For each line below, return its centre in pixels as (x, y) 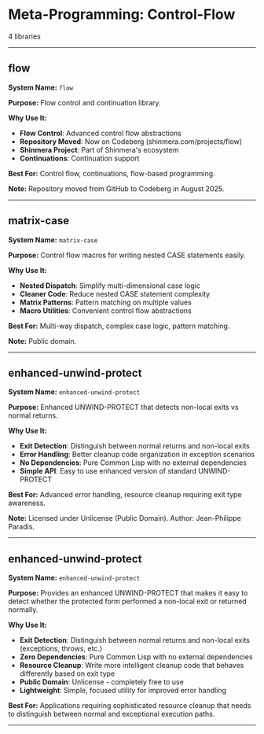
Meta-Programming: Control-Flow (122, 15)
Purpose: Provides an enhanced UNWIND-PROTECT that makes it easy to (128, 593)
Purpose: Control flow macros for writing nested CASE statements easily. (127, 255)
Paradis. (22, 527)
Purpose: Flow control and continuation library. (84, 102)
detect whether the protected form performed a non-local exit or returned (128, 601)
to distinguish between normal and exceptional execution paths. (112, 714)
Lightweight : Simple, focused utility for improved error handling (123, 691)
